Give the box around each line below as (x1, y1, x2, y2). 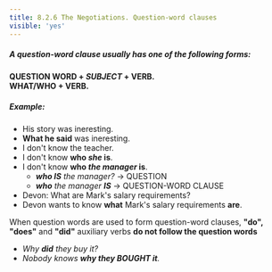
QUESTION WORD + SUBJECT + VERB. (9, 71, 155, 82)
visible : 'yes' (9, 21, 66, 30)
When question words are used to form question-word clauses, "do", (9, 217, 264, 227)
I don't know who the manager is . (21, 161, 148, 172)
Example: (9, 102, 45, 112)
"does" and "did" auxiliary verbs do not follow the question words (9, 227, 258, 237)
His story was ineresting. (21, 124, 114, 135)
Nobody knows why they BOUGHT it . (21, 253, 161, 264)
